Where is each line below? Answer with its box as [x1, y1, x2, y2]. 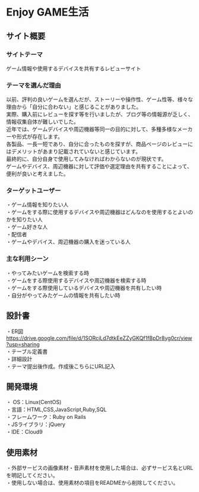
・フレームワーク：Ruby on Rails [6, 413, 86, 421]
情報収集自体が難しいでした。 [6, 118, 79, 126]
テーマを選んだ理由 [6, 81, 61, 89]
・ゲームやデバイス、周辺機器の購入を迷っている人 [6, 239, 131, 246]
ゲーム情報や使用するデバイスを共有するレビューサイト [6, 65, 141, 72]
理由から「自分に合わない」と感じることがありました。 [6, 104, 141, 111]
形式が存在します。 [16, 133, 64, 140]
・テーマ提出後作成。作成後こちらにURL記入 [6, 362, 116, 369]
